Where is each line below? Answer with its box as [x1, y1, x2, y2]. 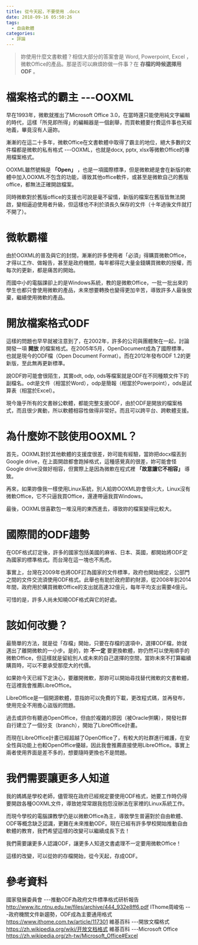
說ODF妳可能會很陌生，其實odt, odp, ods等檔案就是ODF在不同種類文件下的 [6, 372, 189, 379]
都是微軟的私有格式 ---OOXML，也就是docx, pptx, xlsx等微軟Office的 [16, 146, 185, 153]
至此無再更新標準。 [21, 359, 68, 366]
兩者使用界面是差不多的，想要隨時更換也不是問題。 [6, 749, 130, 756]
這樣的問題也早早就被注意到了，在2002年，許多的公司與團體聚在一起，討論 [6, 337, 190, 345]
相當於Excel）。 [21, 387, 58, 394]
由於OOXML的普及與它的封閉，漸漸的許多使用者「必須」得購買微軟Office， [6, 252, 190, 259]
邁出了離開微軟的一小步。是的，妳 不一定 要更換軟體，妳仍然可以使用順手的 [6, 647, 190, 654]
